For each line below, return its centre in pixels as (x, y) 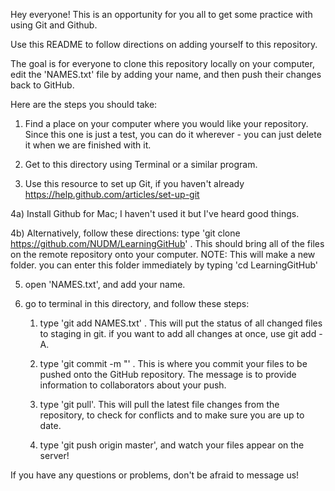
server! (54, 455)
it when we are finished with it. (88, 145)
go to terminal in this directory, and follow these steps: (137, 303)
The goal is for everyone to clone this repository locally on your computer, (162, 63)
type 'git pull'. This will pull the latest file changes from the (159, 404)
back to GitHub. (42, 85)
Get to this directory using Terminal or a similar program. (141, 164)
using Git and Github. (54, 25)
